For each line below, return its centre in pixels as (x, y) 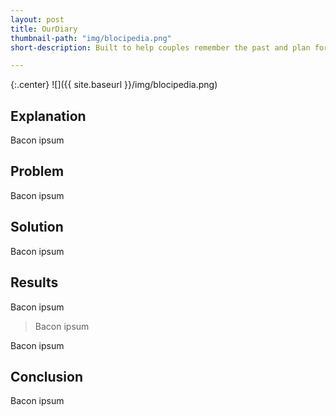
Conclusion (47, 376)
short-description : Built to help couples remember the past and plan (160, 47)
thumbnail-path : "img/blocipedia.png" (91, 38)
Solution (37, 227)
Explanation (48, 116)
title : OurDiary (44, 29)
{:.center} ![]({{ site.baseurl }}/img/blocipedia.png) (114, 85)
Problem (37, 171)
